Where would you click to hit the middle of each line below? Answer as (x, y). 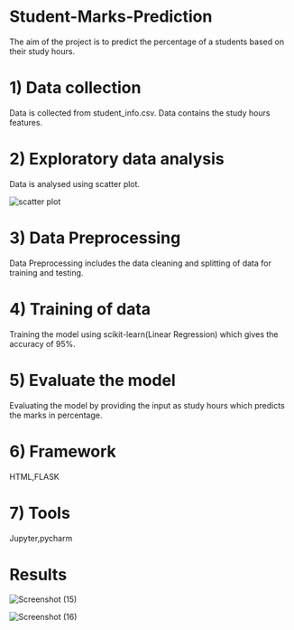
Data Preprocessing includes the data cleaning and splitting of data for (141, 263)
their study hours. (42, 51)
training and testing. (46, 272)
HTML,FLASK (35, 476)
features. (26, 122)
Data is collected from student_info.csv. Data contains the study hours (140, 113)
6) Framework (63, 451)
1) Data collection (75, 88)
